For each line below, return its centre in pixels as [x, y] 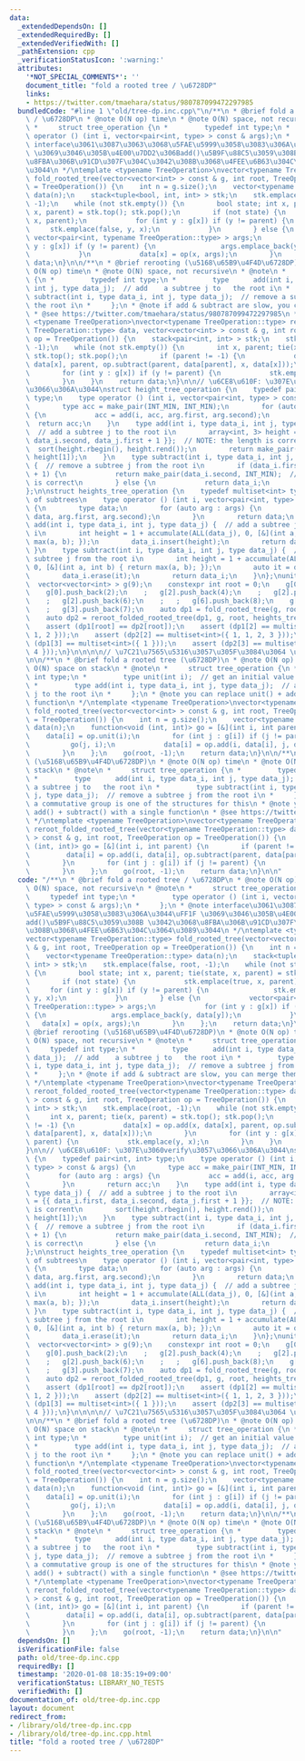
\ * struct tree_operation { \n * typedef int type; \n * [158, 128]
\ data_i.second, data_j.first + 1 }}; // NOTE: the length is [150, 440]
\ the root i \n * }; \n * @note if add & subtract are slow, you [158, 305]
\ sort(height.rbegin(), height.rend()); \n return [140, 449]
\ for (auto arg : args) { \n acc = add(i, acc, [152, 1176]
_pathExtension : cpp [56, 52]
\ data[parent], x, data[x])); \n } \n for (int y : [152, 1134]
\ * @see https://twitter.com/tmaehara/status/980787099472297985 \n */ [164, 314]
